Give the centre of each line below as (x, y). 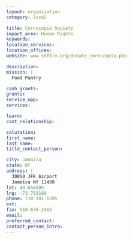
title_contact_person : (34, 149)
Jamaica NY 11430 (33, 182)
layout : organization (33, 12)
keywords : (19, 39)
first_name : (21, 138)
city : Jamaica (24, 160)
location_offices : (29, 50)
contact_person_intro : (34, 226)
